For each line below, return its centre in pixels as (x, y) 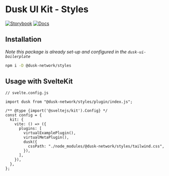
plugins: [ (30, 129)
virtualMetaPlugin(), (46, 138)
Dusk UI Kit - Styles (47, 9)
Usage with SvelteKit (39, 82)
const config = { (24, 115)
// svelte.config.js (27, 93)
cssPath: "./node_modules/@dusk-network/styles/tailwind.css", (96, 146)
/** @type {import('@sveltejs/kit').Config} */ (57, 111)
